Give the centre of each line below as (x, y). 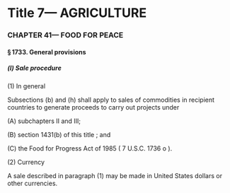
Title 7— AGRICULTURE (77, 13)
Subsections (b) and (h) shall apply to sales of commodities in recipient (111, 100)
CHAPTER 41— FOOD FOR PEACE (65, 35)
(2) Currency (26, 162)
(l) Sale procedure (34, 68)
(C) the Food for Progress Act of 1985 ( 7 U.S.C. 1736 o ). (90, 148)
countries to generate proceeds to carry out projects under (93, 107)
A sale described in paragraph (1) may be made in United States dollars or (115, 175)
